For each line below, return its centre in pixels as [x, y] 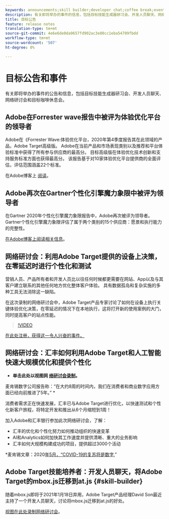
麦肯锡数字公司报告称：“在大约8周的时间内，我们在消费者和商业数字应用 [80, 386]
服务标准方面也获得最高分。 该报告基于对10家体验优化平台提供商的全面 [83, 159]
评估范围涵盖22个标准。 [39, 165]
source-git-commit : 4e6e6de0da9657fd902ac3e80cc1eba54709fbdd [72, 33]
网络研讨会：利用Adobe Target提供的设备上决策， [83, 256]
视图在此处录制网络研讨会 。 [34, 511]
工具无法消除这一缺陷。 [34, 292]
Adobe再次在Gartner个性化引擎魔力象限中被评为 [81, 193]
